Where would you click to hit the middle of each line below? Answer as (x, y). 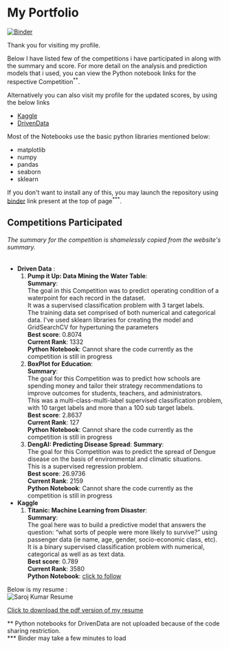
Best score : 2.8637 (55, 415)
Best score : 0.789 (53, 561)
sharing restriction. (34, 630)
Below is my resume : (37, 589)
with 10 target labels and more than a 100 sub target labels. (111, 407)
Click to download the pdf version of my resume (75, 610)
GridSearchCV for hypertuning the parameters (93, 327)
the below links (29, 102)
